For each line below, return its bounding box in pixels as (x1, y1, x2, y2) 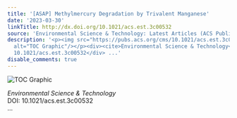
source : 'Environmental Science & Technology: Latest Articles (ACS (7, 29, 213, 37)
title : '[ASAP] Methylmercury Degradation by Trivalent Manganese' (7, 10, 210, 18)
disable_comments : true (7, 56, 78, 63)
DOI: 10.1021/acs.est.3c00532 (7, 96, 94, 105)
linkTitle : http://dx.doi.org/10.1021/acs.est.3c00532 (7, 23, 172, 30)
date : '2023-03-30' (7, 17, 65, 24)
